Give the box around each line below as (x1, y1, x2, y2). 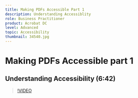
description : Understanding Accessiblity (5, 12, 91, 17)
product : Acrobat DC (5, 20, 48, 26)
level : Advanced (5, 25, 38, 30)
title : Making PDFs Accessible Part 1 (5, 7, 84, 12)
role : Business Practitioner (5, 16, 65, 21)
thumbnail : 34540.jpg (5, 35, 50, 39)
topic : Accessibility (5, 30, 50, 35)
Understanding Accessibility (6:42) (5, 75, 116, 83)
